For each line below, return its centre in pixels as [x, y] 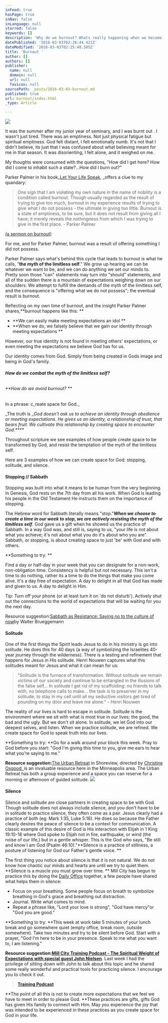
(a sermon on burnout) [28, 234]
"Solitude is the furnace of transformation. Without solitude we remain [89, 675]
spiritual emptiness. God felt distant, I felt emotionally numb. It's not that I [80, 142]
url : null [20, 80]
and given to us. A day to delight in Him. [46, 586]
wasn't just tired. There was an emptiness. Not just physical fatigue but [78, 136]
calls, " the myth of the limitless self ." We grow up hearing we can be [77, 264]
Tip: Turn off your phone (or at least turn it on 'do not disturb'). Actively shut [83, 596]
